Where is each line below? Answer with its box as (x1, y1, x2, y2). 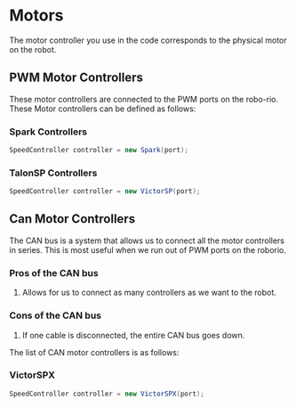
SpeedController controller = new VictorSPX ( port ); (9, 389, 204, 398)
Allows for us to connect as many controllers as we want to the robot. (21, 287, 277, 298)
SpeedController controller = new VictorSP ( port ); (9, 187, 201, 196)
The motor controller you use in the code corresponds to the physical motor (9, 35, 287, 45)
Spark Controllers (9, 126, 88, 138)
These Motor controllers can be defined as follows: (9, 103, 196, 114)
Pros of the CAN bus (9, 266, 100, 279)
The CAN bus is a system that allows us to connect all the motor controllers (9, 235, 284, 246)
